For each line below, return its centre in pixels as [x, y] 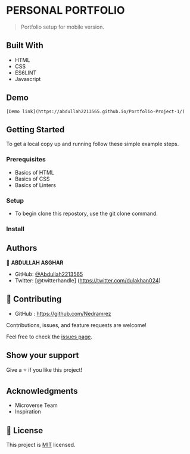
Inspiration [28, 412]
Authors [22, 248]
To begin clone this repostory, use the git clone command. [86, 213]
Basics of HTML [35, 172]
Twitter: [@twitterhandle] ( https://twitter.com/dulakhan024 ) [88, 280]
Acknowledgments [42, 391]
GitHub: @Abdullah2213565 [49, 274]
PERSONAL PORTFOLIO [66, 10]
